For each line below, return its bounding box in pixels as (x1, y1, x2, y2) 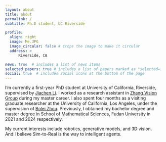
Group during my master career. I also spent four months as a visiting (5, 95, 146, 101)
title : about (5, 12, 32, 17)
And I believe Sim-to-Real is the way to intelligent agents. (5, 131, 122, 137)
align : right (9, 35, 37, 40)
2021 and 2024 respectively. (5, 116, 63, 122)
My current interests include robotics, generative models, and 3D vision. (5, 126, 152, 132)
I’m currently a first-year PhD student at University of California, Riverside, (5, 85, 157, 91)
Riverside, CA (18, 53, 48, 58)
